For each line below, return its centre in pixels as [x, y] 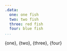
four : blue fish [26, 29]
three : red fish [26, 24]
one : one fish [24, 15]
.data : [12, 10]
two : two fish [24, 19]
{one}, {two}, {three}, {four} [33, 43]
